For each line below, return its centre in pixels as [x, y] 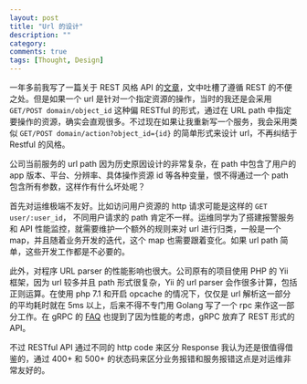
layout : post [34, 18]
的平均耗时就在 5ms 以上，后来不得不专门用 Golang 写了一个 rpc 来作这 [144, 305]
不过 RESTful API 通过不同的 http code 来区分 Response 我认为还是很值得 [148, 347]
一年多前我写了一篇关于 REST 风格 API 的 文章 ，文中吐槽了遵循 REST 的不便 [151, 87]
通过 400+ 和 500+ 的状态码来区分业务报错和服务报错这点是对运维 [158, 358]
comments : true [38, 52]
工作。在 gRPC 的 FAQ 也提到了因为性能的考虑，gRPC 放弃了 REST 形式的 [156, 317]
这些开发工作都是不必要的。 [77, 251]
